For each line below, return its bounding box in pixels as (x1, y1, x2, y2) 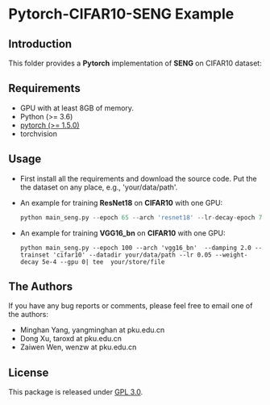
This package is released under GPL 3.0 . (8, 387, 143, 397)
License (8, 365, 49, 379)
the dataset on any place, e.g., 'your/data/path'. (19, 182, 178, 192)
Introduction (8, 37, 73, 51)
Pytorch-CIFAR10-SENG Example (8, 5, 235, 23)
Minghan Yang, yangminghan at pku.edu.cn (19, 325, 165, 335)
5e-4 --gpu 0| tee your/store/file (41, 257, 165, 266)
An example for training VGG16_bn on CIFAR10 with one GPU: (19, 228, 226, 238)
